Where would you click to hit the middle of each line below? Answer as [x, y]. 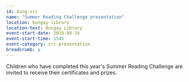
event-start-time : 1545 [35, 39]
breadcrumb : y [23, 50]
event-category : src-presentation [48, 45]
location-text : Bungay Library [44, 28]
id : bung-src [22, 11]
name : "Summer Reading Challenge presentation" [65, 17]
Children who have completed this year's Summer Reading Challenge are [95, 66]
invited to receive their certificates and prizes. [62, 72]
